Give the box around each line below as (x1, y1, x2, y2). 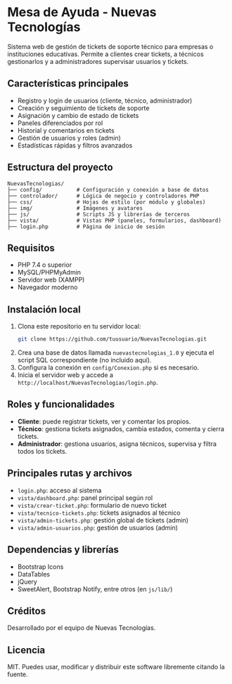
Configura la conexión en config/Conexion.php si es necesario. (17, 363, 200, 372)
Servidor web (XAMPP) (17, 275, 85, 284)
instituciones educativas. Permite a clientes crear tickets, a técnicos (7, 50, 204, 58)
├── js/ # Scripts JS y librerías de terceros (7, 211, 191, 218)
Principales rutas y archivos (7, 468, 132, 480)
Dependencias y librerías (7, 544, 120, 555)
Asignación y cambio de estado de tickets (17, 111, 139, 119)
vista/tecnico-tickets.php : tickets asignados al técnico (17, 508, 181, 517)
